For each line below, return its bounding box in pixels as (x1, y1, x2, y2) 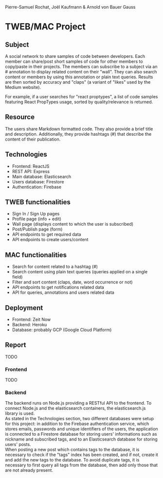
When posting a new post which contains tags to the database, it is (5, 447, 140, 453)
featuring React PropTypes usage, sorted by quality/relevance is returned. (5, 99, 153, 105)
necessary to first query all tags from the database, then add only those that (5, 462, 158, 468)
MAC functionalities (5, 250, 67, 259)
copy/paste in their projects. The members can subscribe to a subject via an (5, 64, 158, 70)
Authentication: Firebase (12, 184, 62, 190)
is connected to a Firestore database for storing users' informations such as (5, 431, 157, 437)
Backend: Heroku (12, 322, 47, 328)
